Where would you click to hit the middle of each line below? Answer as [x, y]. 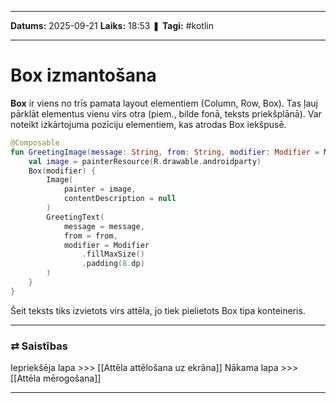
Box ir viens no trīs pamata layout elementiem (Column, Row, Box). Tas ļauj [164, 103]
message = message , [104, 226]
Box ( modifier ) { [62, 171]
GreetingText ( [75, 217]
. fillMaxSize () [113, 254]
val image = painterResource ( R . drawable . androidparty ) [145, 161]
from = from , [90, 236]
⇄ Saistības [39, 346]
